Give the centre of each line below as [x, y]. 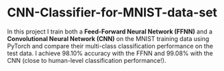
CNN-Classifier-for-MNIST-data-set [112, 13]
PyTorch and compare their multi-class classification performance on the [110, 46]
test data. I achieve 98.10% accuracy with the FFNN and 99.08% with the [110, 53]
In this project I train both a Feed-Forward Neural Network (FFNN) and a [110, 31]
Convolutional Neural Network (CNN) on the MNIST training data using [108, 38]
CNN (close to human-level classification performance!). [87, 60]
